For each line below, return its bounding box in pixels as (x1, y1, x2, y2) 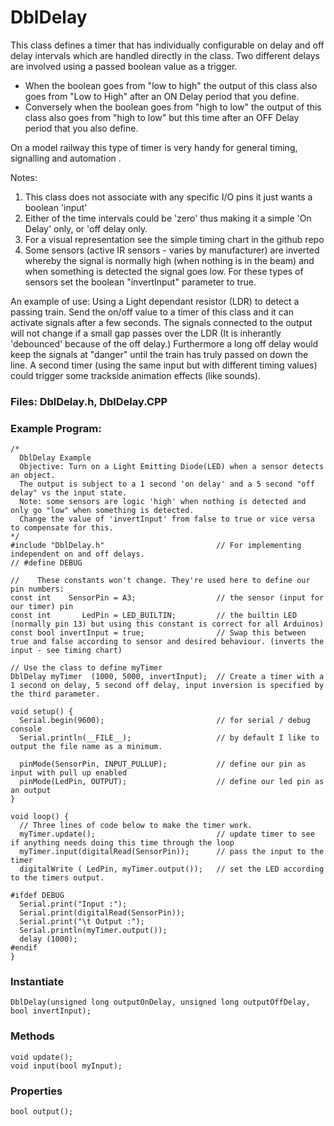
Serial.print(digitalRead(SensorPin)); (19, 908, 186, 918)
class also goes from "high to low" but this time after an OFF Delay (24, 111, 300, 123)
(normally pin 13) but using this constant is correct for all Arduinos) (10, 619, 325, 630)
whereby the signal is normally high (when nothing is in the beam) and (24, 254, 315, 266)
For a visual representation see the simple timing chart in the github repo (24, 233, 325, 245)
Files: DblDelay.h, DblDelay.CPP (10, 394, 168, 408)
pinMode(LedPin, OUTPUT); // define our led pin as (19, 777, 325, 787)
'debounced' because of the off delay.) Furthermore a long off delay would (10, 337, 319, 350)
